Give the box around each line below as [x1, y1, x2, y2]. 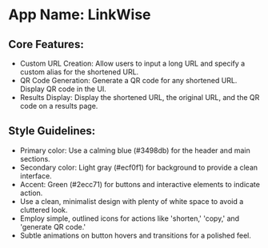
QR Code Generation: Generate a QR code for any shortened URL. [19, 76, 238, 85]
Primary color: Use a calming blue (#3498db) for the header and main [19, 146, 250, 155]
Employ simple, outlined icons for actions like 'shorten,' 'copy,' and [19, 214, 240, 223]
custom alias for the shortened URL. [19, 67, 139, 77]
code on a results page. [19, 102, 98, 110]
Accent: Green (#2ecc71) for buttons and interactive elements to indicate [19, 179, 260, 189]
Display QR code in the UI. [19, 84, 106, 94]
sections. [19, 154, 50, 163]
